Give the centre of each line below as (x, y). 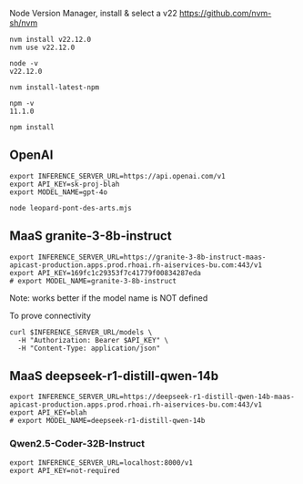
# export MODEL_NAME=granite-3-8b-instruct (93, 281)
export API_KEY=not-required (65, 470)
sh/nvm (24, 23)
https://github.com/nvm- (225, 13)
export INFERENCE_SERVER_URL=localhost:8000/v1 (101, 463)
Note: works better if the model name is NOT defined (109, 298)
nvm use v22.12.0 (42, 47)
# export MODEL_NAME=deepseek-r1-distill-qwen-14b (107, 421)
